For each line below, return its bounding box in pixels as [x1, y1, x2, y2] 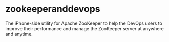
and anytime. [5, 31, 33, 37]
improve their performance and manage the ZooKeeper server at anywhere [5, 25, 164, 31]
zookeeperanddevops [5, 3, 101, 15]
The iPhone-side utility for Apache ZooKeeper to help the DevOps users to [5, 20, 162, 26]
